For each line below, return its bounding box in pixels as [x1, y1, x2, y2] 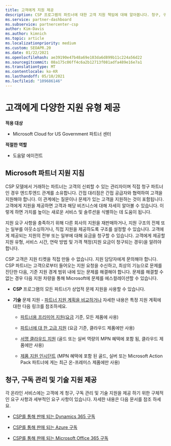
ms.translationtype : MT [5, 64, 56, 69]
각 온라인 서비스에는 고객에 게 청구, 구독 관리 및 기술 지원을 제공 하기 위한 [5, 390, 150, 396]
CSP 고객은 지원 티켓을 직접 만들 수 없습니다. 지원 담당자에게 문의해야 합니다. [5, 256, 158, 262]
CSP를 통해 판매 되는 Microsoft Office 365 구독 [12, 435, 108, 441]
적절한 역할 [5, 141, 27, 148]
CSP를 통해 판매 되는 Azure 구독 [12, 424, 78, 431]
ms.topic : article [5, 36, 44, 41]
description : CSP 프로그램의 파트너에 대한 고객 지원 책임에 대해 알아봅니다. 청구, [5, 12, 161, 17]
